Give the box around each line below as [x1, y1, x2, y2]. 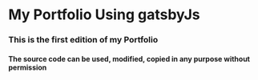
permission [8, 62, 47, 72]
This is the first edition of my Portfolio [8, 34, 159, 46]
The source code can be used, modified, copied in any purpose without [8, 54, 251, 63]
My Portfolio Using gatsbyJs [8, 6, 200, 24]
